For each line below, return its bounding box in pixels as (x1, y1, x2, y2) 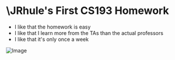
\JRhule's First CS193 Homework (6, 4, 169, 17)
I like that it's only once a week (14, 36, 89, 43)
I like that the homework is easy (14, 23, 91, 30)
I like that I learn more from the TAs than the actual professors (14, 29, 163, 36)
